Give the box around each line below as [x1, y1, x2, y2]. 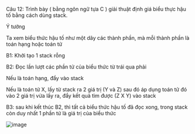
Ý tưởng [6, 23, 25, 30]
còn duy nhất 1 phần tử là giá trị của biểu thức [6, 110, 117, 116]
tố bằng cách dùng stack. [6, 12, 68, 19]
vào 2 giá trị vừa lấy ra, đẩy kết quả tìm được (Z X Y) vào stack [6, 92, 156, 99]
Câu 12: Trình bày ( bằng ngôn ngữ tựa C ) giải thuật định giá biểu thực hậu [6, 6, 186, 12]
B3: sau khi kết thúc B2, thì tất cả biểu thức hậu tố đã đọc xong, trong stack [6, 104, 188, 111]
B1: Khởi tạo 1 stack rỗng [6, 52, 66, 59]
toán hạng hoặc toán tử [6, 41, 63, 47]
